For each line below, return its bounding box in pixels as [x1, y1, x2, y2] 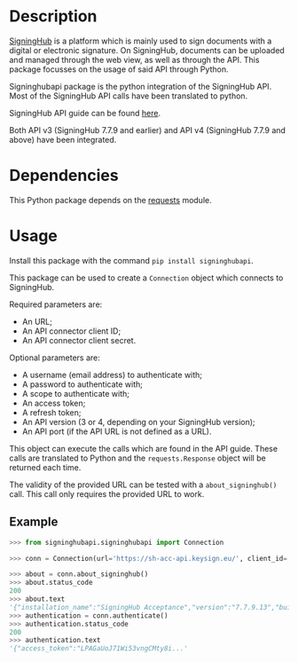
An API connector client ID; [21, 326, 122, 336]
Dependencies [9, 166, 119, 185]
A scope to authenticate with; [21, 388, 130, 398]
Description [9, 6, 98, 27]
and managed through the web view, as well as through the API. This [9, 54, 260, 65]
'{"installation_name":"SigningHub [9, 603, 141, 611]
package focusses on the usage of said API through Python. [9, 64, 229, 75]
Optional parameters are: [9, 352, 100, 363]
